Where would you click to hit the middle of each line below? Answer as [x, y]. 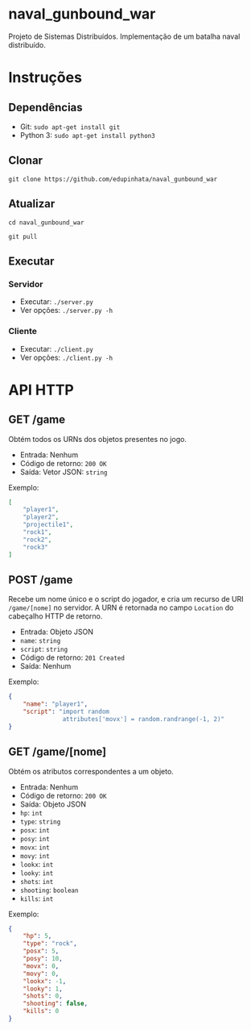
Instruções [45, 78]
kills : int [37, 898]
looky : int [37, 873]
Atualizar [32, 204]
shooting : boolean [49, 890]
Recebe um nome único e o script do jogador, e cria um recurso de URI [126, 599]
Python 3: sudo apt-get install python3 [87, 135]
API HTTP [41, 390]
